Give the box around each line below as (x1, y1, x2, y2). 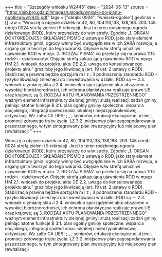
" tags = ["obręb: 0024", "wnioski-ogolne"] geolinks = (47, 15, 156, 20)
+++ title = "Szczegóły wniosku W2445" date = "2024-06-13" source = (5, 4, 148, 10)
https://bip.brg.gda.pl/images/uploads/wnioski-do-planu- (7, 9, 122, 15)
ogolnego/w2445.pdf (5, 15, 48, 20)
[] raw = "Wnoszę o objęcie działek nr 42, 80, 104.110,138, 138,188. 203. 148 (5, 19, 156, 25)
